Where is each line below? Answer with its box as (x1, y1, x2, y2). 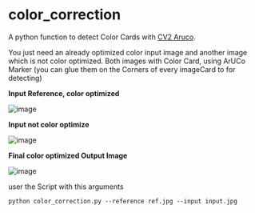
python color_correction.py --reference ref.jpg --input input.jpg (8, 197, 238, 205)
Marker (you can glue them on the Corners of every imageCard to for (8, 64, 236, 74)
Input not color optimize (8, 119, 90, 129)
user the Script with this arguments (8, 182, 124, 191)
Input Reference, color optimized (8, 88, 120, 98)
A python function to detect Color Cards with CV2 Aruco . (8, 32, 196, 42)
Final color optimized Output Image (8, 151, 128, 160)
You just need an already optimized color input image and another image (8, 47, 248, 57)
